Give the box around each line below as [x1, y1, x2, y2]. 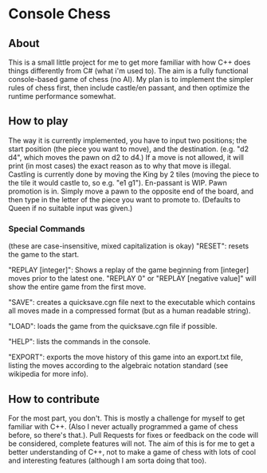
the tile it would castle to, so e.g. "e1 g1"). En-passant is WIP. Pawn [8, 178, 227, 187]
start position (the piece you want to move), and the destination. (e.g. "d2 [8, 144, 249, 154]
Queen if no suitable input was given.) [8, 203, 133, 213]
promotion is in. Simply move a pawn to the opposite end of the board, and [8, 186, 253, 196]
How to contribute [8, 392, 100, 406]
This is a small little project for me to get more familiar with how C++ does [8, 57, 251, 67]
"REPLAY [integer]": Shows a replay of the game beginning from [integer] [8, 265, 249, 275]
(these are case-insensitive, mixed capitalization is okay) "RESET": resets [8, 241, 249, 251]
